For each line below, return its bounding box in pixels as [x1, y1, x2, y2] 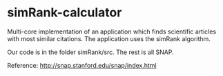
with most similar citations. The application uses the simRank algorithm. [7, 34, 211, 42]
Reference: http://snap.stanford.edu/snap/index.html [7, 61, 157, 69]
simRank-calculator [7, 5, 122, 21]
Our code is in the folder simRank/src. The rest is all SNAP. [7, 48, 174, 56]
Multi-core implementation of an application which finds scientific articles [7, 27, 216, 36]
